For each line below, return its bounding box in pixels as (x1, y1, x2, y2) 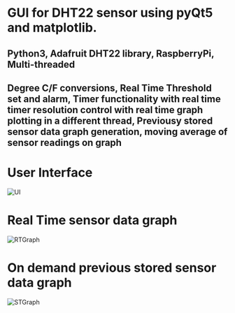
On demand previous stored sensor (7, 260, 217, 276)
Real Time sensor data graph (7, 212, 178, 228)
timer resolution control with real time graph (7, 103, 204, 116)
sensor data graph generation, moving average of (7, 126, 228, 138)
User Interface (7, 165, 93, 181)
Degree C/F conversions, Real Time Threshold (7, 82, 212, 94)
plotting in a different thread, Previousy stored (7, 115, 213, 126)
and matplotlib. (7, 20, 97, 36)
